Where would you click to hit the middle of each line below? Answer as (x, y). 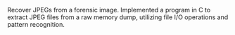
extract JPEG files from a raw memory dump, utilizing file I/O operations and (118, 17)
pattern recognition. (36, 24)
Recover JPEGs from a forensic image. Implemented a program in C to (109, 10)
